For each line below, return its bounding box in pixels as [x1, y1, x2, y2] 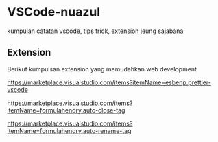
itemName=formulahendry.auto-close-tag [7, 106, 125, 114]
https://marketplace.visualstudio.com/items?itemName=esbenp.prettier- [7, 78, 211, 86]
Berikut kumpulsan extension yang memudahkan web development [7, 64, 197, 73]
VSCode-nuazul [7, 4, 101, 20]
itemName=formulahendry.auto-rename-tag [7, 126, 132, 134]
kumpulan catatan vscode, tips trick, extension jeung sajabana [7, 27, 184, 35]
